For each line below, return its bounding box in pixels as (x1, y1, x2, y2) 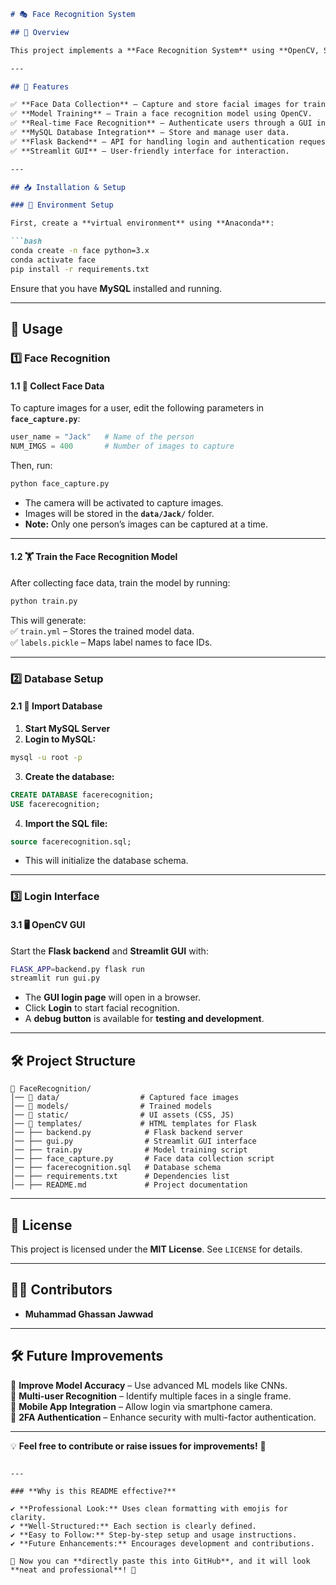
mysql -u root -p (10, 752, 83, 762)
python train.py (10, 596, 78, 606)
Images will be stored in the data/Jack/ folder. (24, 507, 215, 519)
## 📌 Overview (10, 27, 70, 37)
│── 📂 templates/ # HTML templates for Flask (10, 1119, 257, 1129)
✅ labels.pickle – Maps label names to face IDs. (10, 636, 213, 648)
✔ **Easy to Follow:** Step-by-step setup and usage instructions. (10, 1530, 298, 1540)
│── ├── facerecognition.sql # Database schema (10, 1163, 222, 1173)
